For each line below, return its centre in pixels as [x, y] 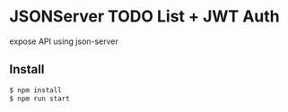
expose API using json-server [64, 41]
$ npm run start [39, 99]
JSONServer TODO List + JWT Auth [144, 17]
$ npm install [36, 90]
